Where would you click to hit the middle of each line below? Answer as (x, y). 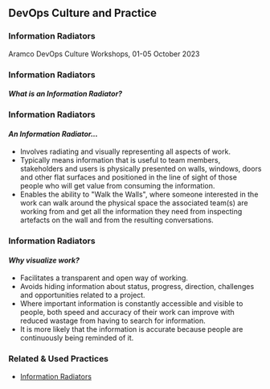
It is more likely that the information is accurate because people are (131, 329)
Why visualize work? (44, 260)
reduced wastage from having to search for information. (113, 321)
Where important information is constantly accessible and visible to (131, 304)
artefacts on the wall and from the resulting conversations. (117, 220)
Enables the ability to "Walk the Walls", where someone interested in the (139, 194)
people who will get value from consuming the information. (117, 186)
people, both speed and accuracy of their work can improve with (127, 312)
